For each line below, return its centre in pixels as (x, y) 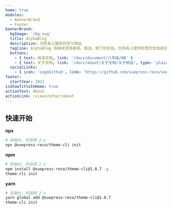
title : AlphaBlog (28, 39)
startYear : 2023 (27, 82)
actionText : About (25, 91)
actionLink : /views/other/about (40, 96)
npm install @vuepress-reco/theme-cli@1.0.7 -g (57, 169)
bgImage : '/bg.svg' (31, 34)
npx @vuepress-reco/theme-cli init (43, 145)
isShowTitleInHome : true (32, 86)
